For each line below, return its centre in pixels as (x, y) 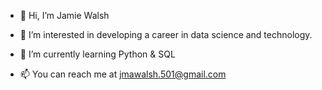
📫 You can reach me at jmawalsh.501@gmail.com (123, 74)
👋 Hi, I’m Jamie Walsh (64, 15)
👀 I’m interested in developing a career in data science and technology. (166, 34)
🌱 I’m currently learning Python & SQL (97, 54)
